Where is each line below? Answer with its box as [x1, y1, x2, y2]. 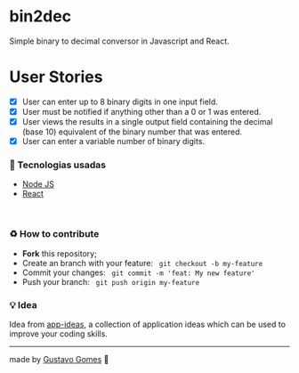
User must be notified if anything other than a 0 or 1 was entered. [21, 106, 262, 117]
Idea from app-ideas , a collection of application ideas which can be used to [9, 319, 287, 330]
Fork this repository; [21, 247, 98, 259]
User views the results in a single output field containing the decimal [21, 117, 273, 126]
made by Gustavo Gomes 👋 [9, 354, 109, 365]
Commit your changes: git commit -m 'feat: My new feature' [21, 267, 255, 278]
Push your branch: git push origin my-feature [21, 276, 200, 287]
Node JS [21, 179, 55, 190]
